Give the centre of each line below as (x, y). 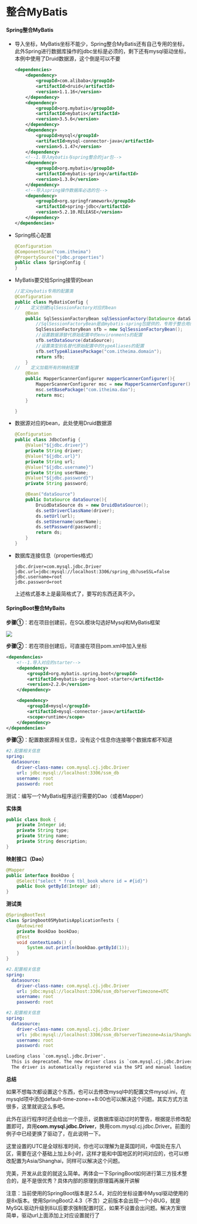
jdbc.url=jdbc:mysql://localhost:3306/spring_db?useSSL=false (92, 571)
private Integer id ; (42, 825)
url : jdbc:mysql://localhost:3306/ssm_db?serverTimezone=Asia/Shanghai (106, 1035)
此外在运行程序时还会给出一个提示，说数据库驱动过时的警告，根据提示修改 (96, 1119)
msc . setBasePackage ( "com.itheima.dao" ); (86, 390)
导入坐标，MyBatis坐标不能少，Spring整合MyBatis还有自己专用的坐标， (101, 44)
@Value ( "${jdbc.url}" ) (53, 456)
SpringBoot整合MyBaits (36, 608)
